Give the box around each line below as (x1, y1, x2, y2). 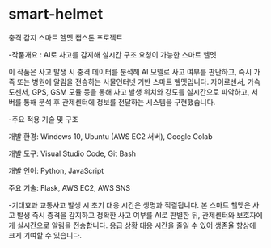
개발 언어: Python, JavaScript (8, 166, 104, 175)
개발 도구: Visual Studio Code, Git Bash (8, 149, 136, 158)
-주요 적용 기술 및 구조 (8, 114, 79, 124)
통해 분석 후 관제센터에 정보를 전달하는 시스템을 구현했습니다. (23, 97, 216, 107)
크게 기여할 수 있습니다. (8, 230, 83, 240)
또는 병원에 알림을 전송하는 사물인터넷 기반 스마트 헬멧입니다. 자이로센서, (16, 77, 246, 86)
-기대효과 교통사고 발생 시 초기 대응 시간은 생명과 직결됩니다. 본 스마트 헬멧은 (8, 200, 251, 210)
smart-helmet (8, 5, 104, 23)
